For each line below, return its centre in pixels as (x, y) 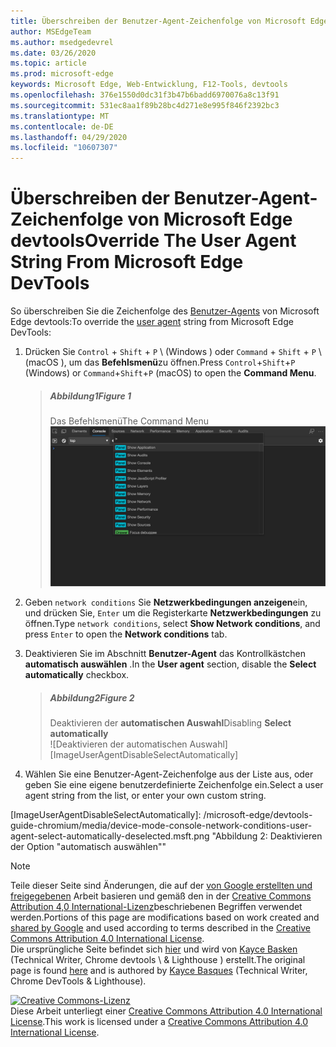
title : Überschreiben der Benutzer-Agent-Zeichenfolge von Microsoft (158, 21)
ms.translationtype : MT (60, 116)
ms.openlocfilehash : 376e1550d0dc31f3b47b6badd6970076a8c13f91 (145, 95)
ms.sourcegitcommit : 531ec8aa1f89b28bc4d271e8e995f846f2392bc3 (145, 105)
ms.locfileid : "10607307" (64, 148)
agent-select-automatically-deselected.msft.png (110, 836)
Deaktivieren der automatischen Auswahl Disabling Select (170, 723)
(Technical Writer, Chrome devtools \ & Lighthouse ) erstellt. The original (158, 960)
